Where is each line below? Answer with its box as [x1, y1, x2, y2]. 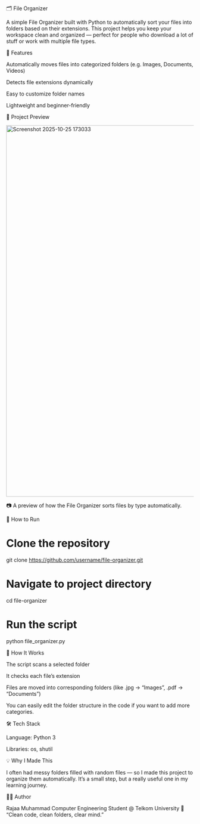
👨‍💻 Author [6, 793, 32, 800]
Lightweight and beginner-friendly [6, 102, 90, 109]
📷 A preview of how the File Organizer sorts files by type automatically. [6, 502, 182, 509]
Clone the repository [6, 536, 110, 550]
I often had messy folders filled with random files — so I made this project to [6, 769, 193, 776]
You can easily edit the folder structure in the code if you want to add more [6, 702, 190, 709]
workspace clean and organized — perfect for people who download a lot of [6, 32, 193, 38]
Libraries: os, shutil [6, 745, 53, 752]
